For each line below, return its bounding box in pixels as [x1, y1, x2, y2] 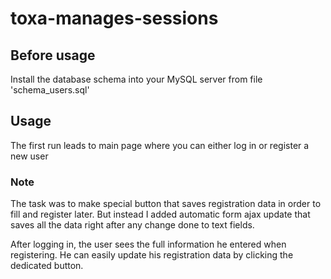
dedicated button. [10, 260, 84, 272]
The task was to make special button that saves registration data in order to [10, 198, 322, 210]
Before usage [10, 47, 96, 64]
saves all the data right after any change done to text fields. [10, 219, 255, 231]
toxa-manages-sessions [10, 7, 219, 30]
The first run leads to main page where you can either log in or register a [10, 139, 310, 151]
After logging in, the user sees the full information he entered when [10, 238, 287, 251]
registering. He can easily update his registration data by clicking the [10, 249, 294, 261]
